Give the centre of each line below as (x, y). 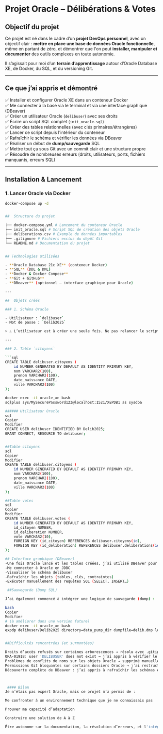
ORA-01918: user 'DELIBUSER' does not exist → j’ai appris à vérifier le (81, 656)
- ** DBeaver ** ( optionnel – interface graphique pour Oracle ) (69, 283)
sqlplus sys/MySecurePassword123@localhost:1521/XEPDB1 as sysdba (73, 402)
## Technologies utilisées (32, 256)
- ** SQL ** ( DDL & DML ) (28, 269)
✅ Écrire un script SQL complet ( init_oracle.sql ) (55, 121)
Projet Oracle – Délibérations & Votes (81, 9)
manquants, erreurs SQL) (30, 160)
